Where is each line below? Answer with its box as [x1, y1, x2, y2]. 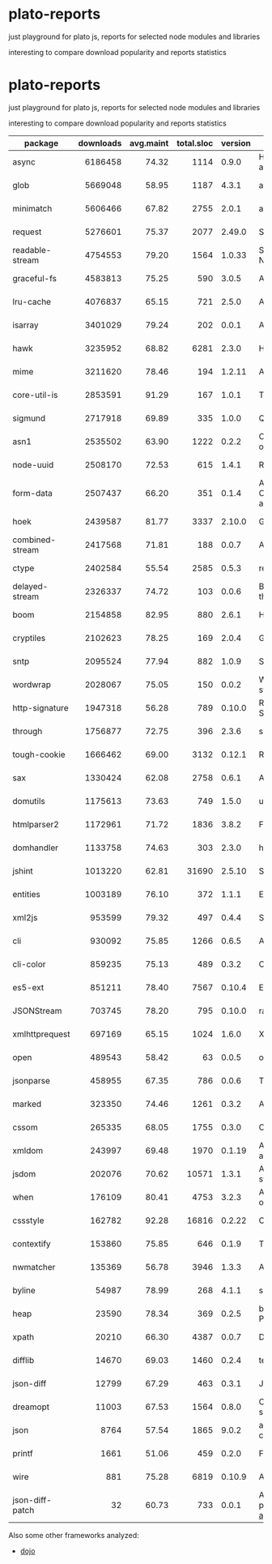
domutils [12, 795, 46, 806]
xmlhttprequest [12, 1028, 70, 1040]
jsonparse [12, 1075, 51, 1086]
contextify [12, 1237, 51, 1249]
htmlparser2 [12, 818, 59, 830]
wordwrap [12, 678, 51, 690]
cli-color [12, 958, 46, 969]
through [12, 725, 43, 737]
